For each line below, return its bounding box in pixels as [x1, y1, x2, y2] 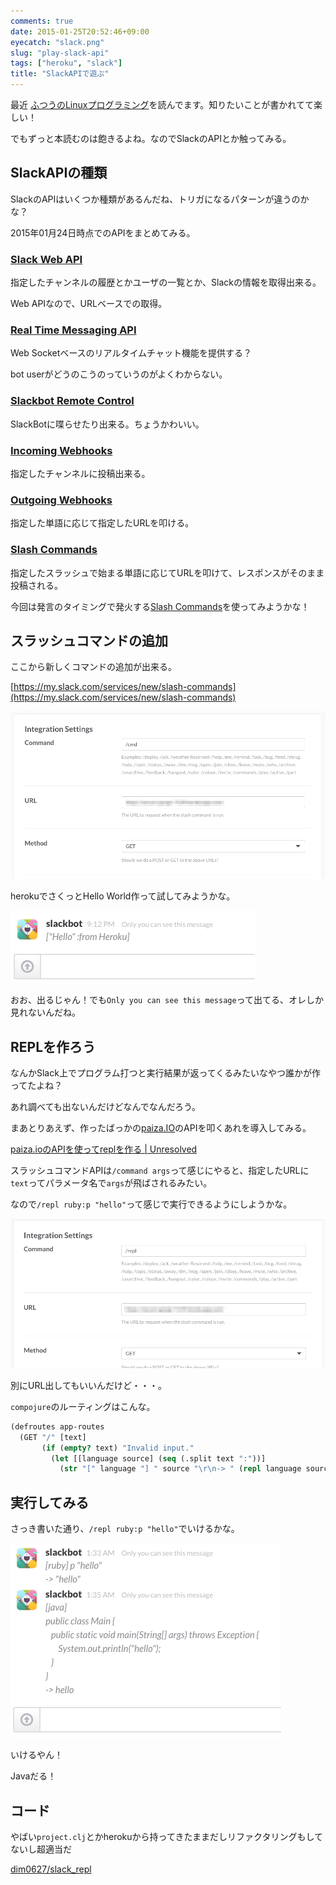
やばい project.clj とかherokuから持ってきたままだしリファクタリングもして [10, 1830, 324, 1842]
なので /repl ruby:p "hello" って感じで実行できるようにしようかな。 [10, 1198, 293, 1210]
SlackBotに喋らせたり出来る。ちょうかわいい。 [10, 418, 205, 430]
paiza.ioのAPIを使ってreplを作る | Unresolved [10, 1143, 198, 1155]
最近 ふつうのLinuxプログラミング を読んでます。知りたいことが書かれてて [10, 99, 314, 110]
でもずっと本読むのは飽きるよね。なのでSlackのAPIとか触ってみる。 [10, 133, 292, 144]
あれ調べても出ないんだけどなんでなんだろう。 [10, 1101, 202, 1113]
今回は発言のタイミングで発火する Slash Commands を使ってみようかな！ [10, 600, 310, 612]
